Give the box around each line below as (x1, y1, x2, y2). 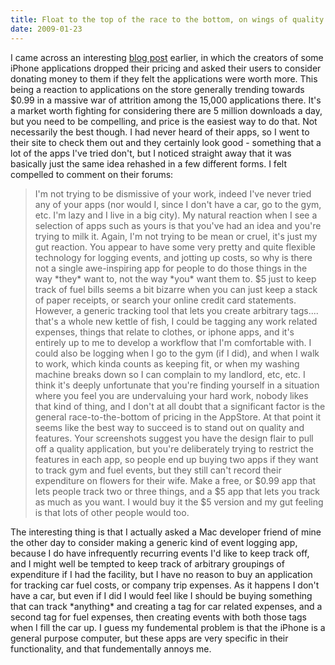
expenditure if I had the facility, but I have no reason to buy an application (10, 568, 313, 580)
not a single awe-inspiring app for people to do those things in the (34, 262, 308, 274)
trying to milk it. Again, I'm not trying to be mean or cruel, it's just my (34, 230, 318, 242)
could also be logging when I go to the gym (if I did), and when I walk (34, 347, 320, 359)
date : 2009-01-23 (10, 24, 83, 34)
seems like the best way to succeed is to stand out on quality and (34, 421, 305, 433)
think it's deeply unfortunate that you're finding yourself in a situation (34, 379, 320, 391)
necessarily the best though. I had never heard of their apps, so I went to (10, 126, 310, 138)
